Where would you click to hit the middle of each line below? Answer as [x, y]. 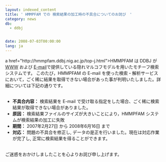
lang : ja [14, 46]
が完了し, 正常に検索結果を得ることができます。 [61, 138]
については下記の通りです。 [37, 85]
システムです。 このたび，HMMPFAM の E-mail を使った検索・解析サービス [82, 73]
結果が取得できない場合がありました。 [51, 108]
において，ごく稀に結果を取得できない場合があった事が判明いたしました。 [81, 79]
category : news [21, 19]
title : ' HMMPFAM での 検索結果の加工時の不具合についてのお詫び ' [69, 14]
